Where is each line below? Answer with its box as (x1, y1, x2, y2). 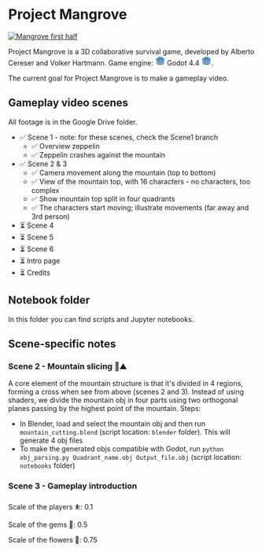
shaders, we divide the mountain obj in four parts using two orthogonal (8, 395, 238, 405)
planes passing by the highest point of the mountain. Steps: (8, 404, 201, 413)
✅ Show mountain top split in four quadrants (31, 194, 175, 203)
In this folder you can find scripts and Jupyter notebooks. (8, 314, 194, 324)
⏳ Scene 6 (19, 244, 54, 254)
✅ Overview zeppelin (31, 141, 100, 150)
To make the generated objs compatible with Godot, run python (19, 444, 224, 454)
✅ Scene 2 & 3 (19, 159, 68, 169)
